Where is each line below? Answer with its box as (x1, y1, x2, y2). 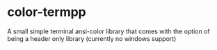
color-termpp (7, 4, 87, 20)
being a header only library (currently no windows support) (7, 34, 177, 42)
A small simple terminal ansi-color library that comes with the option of (7, 27, 210, 35)
